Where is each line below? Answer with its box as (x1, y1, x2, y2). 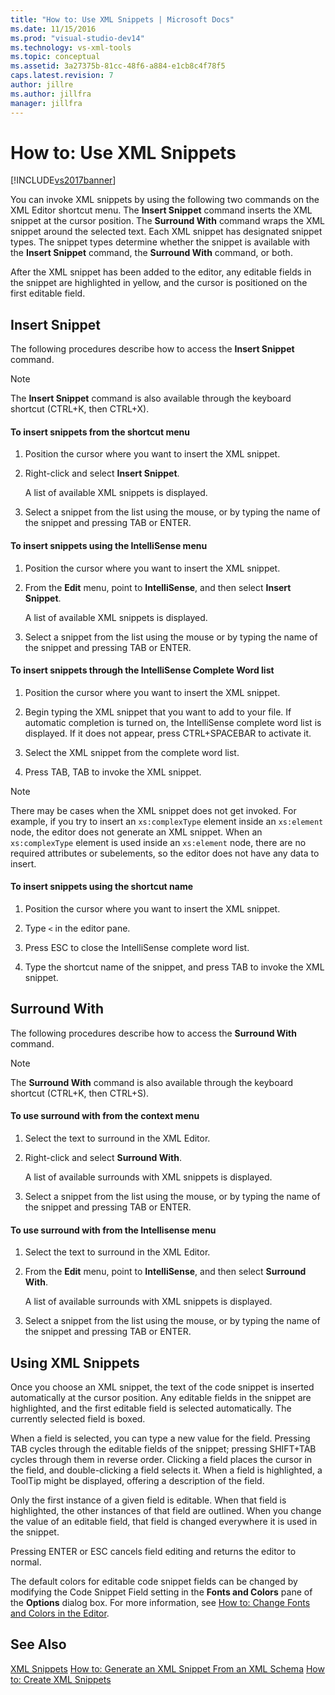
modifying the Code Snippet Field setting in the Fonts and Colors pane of (10, 1586, 313, 1598)
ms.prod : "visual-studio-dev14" (10, 33, 145, 43)
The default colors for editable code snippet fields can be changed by (10, 1576, 298, 1588)
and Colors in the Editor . (10, 1607, 110, 1620)
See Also (10, 1636, 67, 1653)
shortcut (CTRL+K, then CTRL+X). (10, 403, 150, 415)
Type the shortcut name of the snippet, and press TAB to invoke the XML (24, 961, 325, 973)
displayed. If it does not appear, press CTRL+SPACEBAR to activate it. (24, 727, 312, 739)
